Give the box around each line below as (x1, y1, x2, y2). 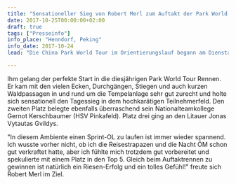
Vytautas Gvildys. (7, 119, 58, 127)
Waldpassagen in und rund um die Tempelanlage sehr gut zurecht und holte (7, 89, 227, 98)
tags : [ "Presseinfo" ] (7, 29, 71, 37)
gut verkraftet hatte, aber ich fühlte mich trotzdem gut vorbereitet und (7, 148, 209, 156)
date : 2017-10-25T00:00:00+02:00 (7, 17, 105, 24)
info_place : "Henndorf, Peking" (7, 36, 102, 43)
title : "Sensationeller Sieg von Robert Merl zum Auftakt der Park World (7, 10, 228, 17)
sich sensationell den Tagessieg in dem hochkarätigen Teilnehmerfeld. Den (7, 97, 225, 105)
